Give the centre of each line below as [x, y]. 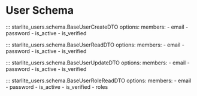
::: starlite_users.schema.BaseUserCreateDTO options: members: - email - [97, 27]
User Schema [40, 10]
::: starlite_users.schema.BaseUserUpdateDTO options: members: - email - [98, 63]
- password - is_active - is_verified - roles [57, 86]
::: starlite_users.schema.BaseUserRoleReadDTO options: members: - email [99, 80]
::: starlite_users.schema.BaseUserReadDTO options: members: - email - [95, 45]
